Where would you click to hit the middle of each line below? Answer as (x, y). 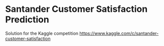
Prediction (27, 20)
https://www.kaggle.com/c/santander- (119, 33)
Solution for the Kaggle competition (42, 33)
